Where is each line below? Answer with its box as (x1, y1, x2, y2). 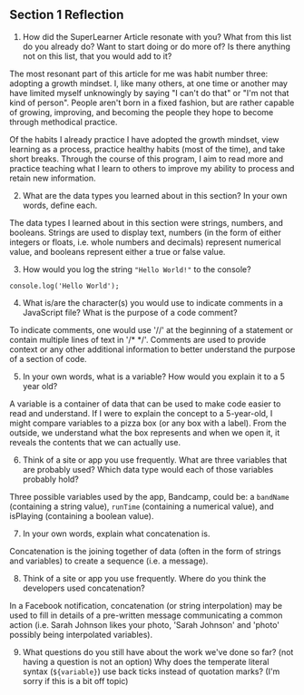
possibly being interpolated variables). (9, 629, 152, 640)
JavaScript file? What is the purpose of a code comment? (22, 307, 238, 318)
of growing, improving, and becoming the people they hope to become (9, 106, 274, 117)
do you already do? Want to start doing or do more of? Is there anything (22, 41, 290, 52)
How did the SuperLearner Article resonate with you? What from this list (22, 31, 292, 42)
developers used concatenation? (22, 582, 145, 593)
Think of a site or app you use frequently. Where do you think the (22, 573, 267, 583)
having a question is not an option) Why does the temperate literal (22, 656, 270, 667)
